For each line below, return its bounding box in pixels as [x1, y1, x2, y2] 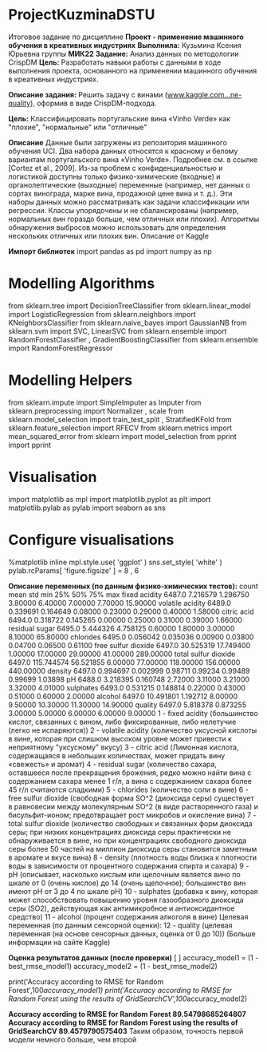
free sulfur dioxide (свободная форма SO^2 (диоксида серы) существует [8, 793, 254, 803]
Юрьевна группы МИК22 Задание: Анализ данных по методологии [8, 49, 239, 58]
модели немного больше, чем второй [8, 1034, 137, 1044]
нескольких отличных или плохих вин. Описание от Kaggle [8, 231, 210, 240]
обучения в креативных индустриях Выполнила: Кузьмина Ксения [8, 40, 241, 49]
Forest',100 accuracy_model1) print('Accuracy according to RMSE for [8, 985, 233, 995]
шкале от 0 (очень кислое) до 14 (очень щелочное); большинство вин [8, 878, 246, 888]
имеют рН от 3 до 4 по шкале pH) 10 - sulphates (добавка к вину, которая [8, 886, 258, 896]
